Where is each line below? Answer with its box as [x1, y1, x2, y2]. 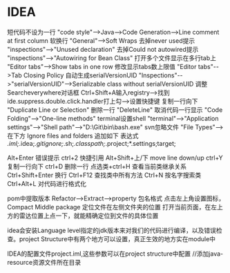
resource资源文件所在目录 [7, 258, 82, 266]
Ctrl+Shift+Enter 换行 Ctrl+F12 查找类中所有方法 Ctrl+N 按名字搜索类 [7, 171, 202, 179]
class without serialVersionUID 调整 [106, 79, 208, 88]
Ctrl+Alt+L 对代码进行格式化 [7, 179, 87, 187]
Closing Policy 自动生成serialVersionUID [23, 70, 137, 79]
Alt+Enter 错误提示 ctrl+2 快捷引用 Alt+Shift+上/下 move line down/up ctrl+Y [7, 153, 223, 162]
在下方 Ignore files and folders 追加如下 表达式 [7, 131, 140, 140]
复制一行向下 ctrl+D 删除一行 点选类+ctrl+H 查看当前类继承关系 [7, 162, 186, 170]
